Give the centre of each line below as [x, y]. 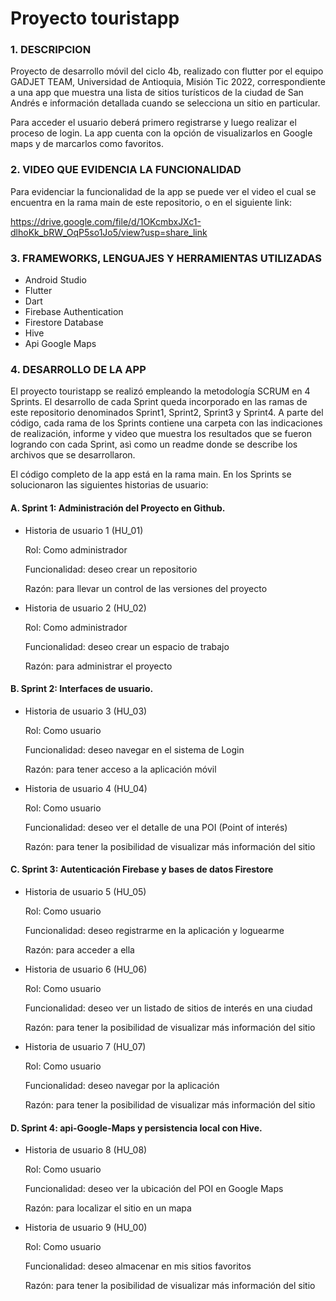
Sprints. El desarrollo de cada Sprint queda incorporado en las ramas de [159, 402]
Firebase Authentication [74, 312]
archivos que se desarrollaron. [73, 455]
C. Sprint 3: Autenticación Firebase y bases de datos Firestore [142, 869]
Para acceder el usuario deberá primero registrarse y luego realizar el [153, 123]
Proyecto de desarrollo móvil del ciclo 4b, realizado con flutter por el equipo [167, 71]
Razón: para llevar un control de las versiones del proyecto [146, 588]
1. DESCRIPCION [51, 50]
